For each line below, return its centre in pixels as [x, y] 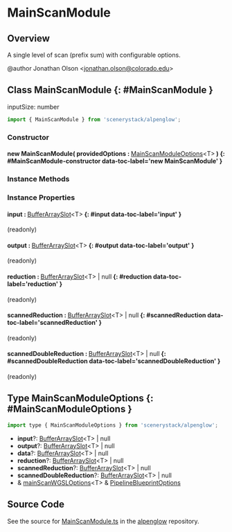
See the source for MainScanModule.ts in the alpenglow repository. [103, 521]
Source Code [36, 505]
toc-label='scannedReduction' [53, 323]
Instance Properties [41, 197]
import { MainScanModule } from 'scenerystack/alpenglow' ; [94, 119]
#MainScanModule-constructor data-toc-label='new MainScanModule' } [115, 161]
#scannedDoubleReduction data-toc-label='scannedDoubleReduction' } [114, 361]
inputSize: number [33, 107]
